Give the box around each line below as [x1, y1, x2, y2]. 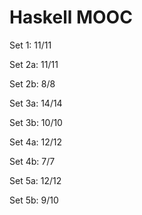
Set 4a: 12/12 [9, 136, 63, 148]
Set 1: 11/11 [9, 39, 52, 51]
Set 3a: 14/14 [9, 97, 63, 109]
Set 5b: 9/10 [9, 194, 59, 206]
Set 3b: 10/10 [9, 116, 63, 128]
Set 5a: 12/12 [9, 174, 62, 186]
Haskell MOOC [9, 6, 133, 29]
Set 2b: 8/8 [9, 77, 56, 90]
